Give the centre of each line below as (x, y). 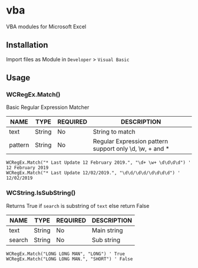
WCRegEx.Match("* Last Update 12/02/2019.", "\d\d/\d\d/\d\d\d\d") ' (93, 173)
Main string (107, 230)
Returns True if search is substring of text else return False (78, 206)
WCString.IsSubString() (41, 193)
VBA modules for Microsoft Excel (46, 27)
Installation (27, 45)
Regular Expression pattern (131, 141)
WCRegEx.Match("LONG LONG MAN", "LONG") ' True (66, 254)
